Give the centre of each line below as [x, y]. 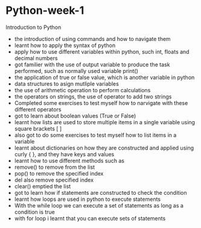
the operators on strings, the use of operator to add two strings [93, 97]
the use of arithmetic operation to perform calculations [82, 90]
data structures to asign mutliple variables [66, 84]
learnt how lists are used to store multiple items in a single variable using [105, 122]
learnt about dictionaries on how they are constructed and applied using [104, 148]
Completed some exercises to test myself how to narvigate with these [101, 103]
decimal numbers [36, 58]
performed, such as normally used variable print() [76, 71]
